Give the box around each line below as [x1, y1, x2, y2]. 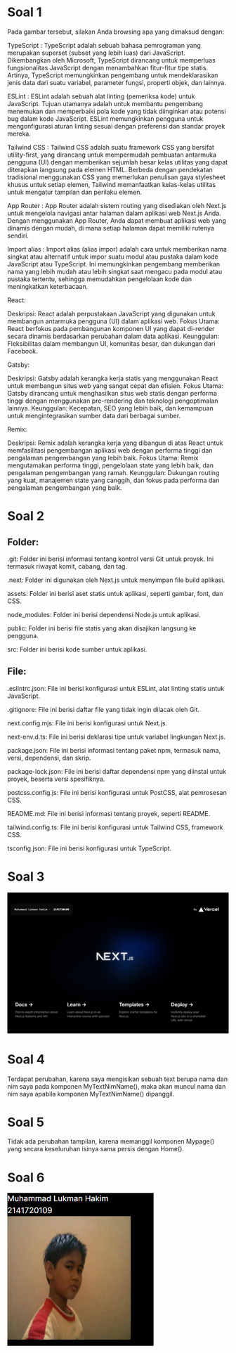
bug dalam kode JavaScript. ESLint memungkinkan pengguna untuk [7, 114, 204, 123]
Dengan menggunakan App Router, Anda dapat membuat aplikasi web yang [7, 216, 227, 225]
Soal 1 [7, 4, 42, 20]
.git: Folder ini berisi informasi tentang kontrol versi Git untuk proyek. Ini [7, 555, 214, 563]
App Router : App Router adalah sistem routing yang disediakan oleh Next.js [7, 201, 227, 209]
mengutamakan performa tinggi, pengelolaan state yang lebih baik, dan [7, 461, 214, 470]
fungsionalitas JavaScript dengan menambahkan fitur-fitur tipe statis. [7, 63, 209, 72]
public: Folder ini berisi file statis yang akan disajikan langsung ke [7, 623, 197, 633]
